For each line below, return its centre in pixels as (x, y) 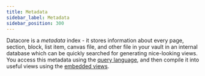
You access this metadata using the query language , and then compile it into (103, 60)
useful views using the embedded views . (58, 66)
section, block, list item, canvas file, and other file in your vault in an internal (102, 47)
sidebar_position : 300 (35, 23)
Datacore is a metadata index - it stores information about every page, (95, 41)
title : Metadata (27, 12)
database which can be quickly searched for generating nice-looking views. (102, 54)
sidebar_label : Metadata (38, 18)
